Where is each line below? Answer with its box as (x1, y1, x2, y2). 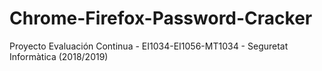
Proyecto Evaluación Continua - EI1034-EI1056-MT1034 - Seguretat (9, 40, 289, 52)
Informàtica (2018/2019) (9, 50, 109, 62)
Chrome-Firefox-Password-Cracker (9, 7, 313, 30)
